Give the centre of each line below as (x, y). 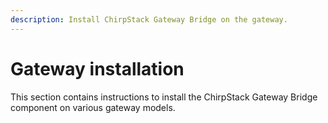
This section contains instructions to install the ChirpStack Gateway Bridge (164, 97)
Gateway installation (97, 68)
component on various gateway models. (93, 107)
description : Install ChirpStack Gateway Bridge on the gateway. (149, 19)
